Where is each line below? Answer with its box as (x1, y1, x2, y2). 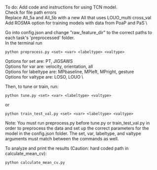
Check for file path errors (5, 9, 57, 15)
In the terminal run (5, 40, 42, 46)
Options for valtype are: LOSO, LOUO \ (5, 74, 83, 80)
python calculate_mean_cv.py (5, 160, 65, 165)
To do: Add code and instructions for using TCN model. (5, 4, 118, 10)
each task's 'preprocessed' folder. (5, 35, 75, 41)
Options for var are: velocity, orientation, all (5, 64, 93, 69)
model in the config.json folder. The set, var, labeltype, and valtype (5, 130, 142, 136)
